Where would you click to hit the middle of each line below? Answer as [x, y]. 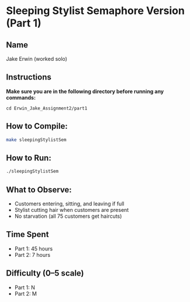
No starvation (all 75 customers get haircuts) [68, 216]
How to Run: [29, 158]
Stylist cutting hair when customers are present [72, 210]
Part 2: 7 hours [32, 255]
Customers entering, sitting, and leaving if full [69, 204]
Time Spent [27, 234]
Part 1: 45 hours [34, 248]
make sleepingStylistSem [36, 140]
